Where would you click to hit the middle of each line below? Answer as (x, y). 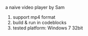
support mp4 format (34, 17)
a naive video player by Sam (35, 7)
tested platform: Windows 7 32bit (48, 28)
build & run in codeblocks (39, 23)
